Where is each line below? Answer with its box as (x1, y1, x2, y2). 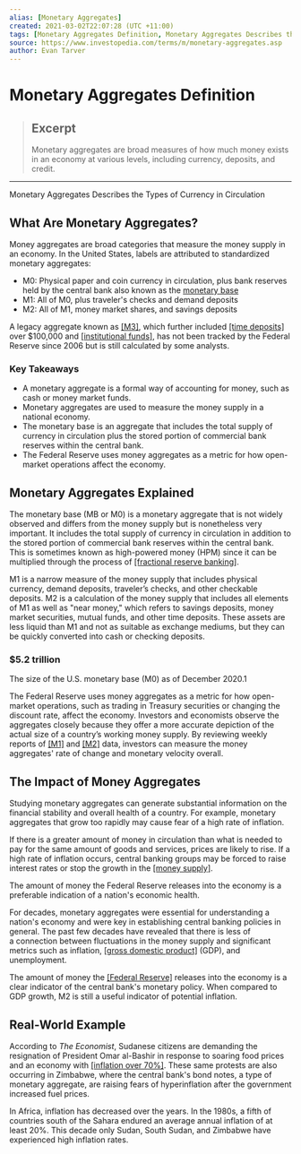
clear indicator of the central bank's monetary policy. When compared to (9, 982, 278, 993)
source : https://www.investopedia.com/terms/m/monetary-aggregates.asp (9, 38, 282, 47)
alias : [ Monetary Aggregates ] (9, 13, 123, 22)
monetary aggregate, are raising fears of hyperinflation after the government (9, 1079, 292, 1089)
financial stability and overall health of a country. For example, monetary (9, 807, 276, 818)
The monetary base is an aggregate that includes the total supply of (21, 421, 273, 432)
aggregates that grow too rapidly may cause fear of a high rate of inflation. (9, 817, 285, 828)
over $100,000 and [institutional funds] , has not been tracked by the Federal (9, 331, 291, 341)
